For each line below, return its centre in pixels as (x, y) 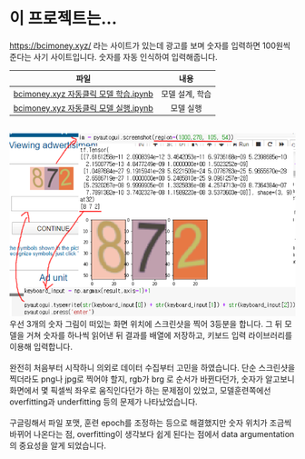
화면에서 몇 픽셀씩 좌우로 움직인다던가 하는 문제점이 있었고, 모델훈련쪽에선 (140, 390)
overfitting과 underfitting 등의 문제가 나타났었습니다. (103, 402)
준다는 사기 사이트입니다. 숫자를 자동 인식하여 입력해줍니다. (113, 56)
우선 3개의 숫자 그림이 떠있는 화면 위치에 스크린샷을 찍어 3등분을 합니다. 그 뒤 (146, 324)
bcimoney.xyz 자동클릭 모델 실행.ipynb (84, 108)
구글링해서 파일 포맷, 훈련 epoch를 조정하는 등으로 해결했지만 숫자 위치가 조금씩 (151, 423)
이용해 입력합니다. (41, 346)
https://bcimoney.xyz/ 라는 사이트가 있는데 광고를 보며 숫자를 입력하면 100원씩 (150, 45)
